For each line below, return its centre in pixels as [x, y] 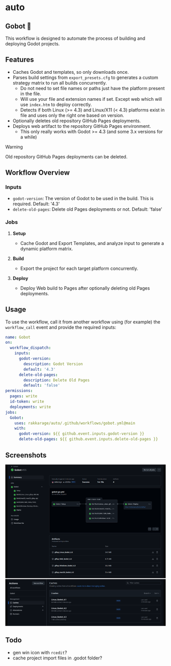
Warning [14, 147]
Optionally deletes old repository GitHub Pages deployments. [77, 121]
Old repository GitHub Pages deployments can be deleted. [66, 156]
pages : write [24, 396]
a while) [28, 137]
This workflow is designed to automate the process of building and [75, 38]
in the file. [31, 94]
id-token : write [27, 402]
